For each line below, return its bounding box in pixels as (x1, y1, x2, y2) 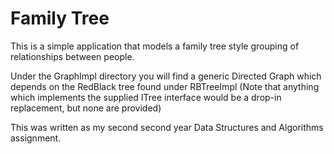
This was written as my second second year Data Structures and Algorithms (10, 121, 324, 133)
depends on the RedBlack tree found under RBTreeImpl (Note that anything (10, 80, 320, 92)
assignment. (10, 132, 62, 144)
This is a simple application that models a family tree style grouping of (10, 40, 300, 52)
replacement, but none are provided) (10, 102, 162, 114)
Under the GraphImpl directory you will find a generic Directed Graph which (10, 70, 322, 82)
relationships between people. (10, 50, 135, 62)
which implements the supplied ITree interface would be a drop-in (10, 91, 282, 103)
